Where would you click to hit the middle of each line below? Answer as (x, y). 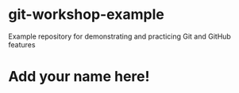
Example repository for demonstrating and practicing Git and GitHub (120, 36)
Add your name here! (79, 77)
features (22, 44)
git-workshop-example (86, 15)
